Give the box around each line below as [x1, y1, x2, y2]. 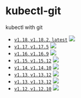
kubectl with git [5, 24, 43, 31]
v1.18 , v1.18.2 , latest [14, 35, 68, 43]
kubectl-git [5, 4, 62, 18]
